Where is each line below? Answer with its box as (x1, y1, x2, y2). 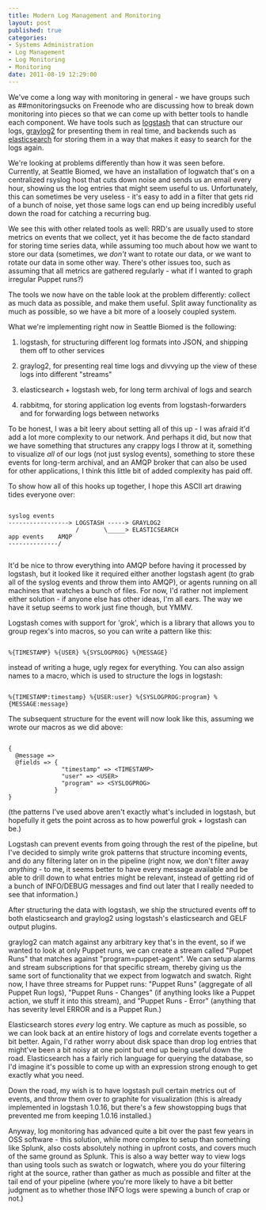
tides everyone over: (8, 489, 75, 499)
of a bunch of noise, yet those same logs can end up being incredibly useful (8, 200, 256, 210)
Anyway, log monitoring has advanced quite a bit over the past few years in (8, 1126, 254, 1136)
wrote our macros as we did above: (8, 722, 123, 732)
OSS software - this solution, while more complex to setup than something (8, 1134, 251, 1144)
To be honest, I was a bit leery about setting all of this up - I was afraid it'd (8, 424, 250, 433)
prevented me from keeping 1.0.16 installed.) (8, 1110, 152, 1121)
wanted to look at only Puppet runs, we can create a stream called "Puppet (8, 946, 253, 955)
